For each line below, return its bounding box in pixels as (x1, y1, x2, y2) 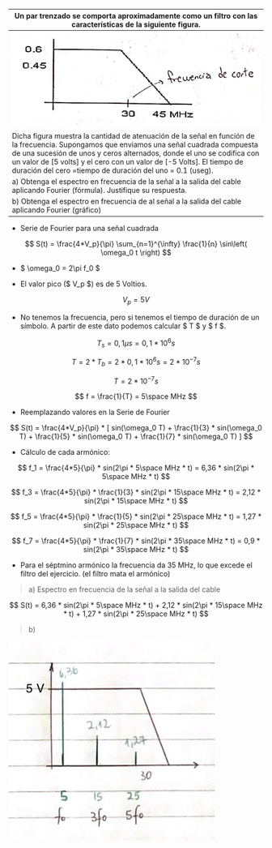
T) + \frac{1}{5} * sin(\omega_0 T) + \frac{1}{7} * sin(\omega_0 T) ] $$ (19, 431, 253, 442)
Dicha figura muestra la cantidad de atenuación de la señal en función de (11, 131, 255, 140)
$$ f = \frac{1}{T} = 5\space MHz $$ (74, 392, 198, 401)
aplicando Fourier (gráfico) (11, 205, 102, 215)
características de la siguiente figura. (71, 19, 201, 29)
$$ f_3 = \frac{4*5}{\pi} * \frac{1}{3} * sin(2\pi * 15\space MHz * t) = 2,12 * (11, 487, 261, 497)
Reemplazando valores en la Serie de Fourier (19, 407, 170, 418)
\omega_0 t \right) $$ (100, 247, 172, 257)
